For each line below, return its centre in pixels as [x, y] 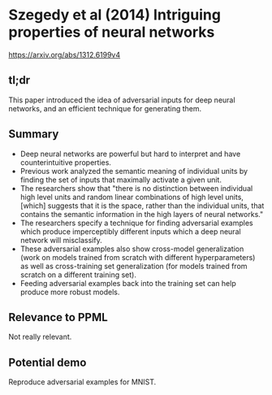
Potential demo [47, 362]
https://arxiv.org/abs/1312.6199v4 [65, 54]
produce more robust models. [70, 292]
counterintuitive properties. [66, 162]
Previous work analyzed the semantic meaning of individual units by [134, 171]
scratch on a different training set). [78, 275]
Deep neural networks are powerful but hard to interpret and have [130, 154]
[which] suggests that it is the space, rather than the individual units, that [142, 206]
